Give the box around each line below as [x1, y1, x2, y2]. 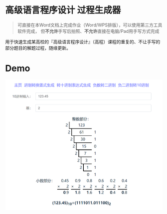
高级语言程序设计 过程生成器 [5, 4, 121, 16]
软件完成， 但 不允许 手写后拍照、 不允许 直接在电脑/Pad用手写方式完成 [17, 28, 160, 34]
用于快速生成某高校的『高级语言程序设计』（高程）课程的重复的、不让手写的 [5, 38, 161, 45]
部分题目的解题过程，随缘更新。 [5, 45, 71, 51]
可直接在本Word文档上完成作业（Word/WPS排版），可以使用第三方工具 [17, 22, 163, 28]
